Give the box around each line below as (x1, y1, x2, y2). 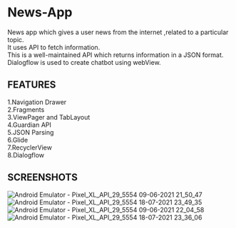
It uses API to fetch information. (7, 43, 101, 51)
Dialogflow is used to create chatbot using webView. (7, 58, 162, 66)
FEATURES (7, 79, 56, 91)
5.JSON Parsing (7, 128, 54, 136)
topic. (7, 35, 24, 43)
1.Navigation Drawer (7, 98, 67, 106)
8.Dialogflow (7, 150, 45, 159)
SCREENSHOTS (7, 172, 78, 184)
